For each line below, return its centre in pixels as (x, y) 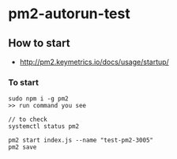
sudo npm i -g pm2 (38, 99)
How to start (39, 43)
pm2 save (23, 147)
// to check (28, 119)
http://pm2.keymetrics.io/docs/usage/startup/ (94, 62)
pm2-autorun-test (69, 14)
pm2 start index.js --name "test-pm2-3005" (81, 140)
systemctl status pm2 (44, 127)
